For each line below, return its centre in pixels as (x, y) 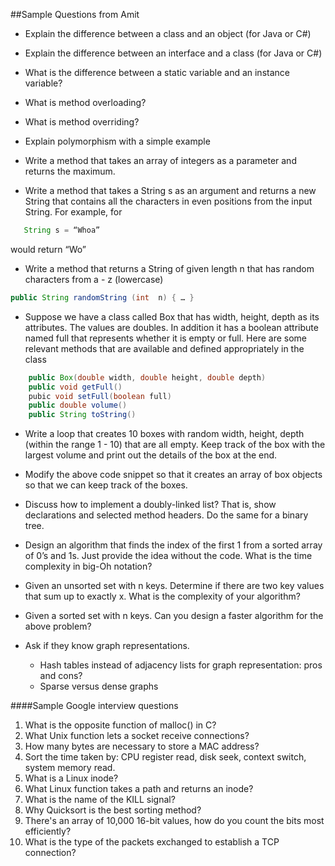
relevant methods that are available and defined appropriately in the (164, 348)
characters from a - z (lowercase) (94, 279)
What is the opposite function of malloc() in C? (120, 725)
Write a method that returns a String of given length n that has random (169, 268)
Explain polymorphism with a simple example (117, 141)
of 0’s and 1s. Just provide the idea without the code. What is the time (168, 556)
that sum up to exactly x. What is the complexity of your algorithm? (162, 596)
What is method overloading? (85, 102)
